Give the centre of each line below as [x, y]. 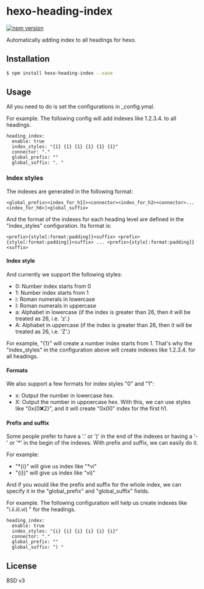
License [22, 566]
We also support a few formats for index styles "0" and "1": [80, 384]
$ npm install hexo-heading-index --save [60, 73]
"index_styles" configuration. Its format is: [59, 225]
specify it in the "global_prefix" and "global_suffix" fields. [78, 491]
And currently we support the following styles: [64, 274]
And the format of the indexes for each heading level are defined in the [95, 219]
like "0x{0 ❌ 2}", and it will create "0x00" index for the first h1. [91, 409]
